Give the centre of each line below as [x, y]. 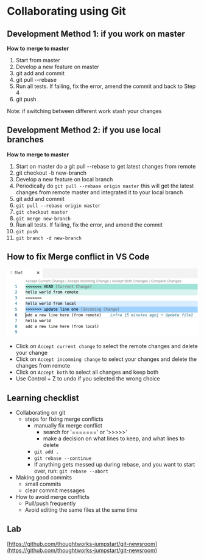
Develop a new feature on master [58, 67]
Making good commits [44, 478]
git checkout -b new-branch [51, 173]
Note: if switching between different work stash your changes [84, 111]
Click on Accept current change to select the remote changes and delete [107, 346]
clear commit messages [55, 490]
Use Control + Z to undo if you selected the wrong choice [88, 379]
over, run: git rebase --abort [71, 471]
